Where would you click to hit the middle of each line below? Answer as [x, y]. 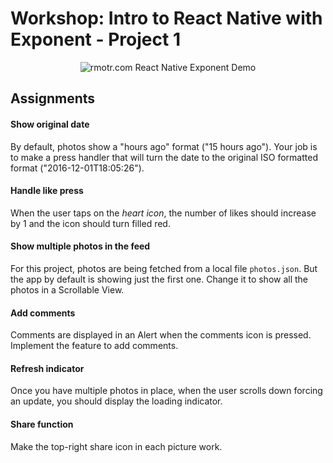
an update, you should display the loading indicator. [116, 401]
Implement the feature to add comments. [94, 346]
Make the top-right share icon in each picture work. [116, 446]
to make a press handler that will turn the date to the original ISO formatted [164, 157]
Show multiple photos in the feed [80, 246]
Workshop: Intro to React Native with [166, 18]
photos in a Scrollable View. [67, 289]
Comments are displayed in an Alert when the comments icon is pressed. [161, 335]
